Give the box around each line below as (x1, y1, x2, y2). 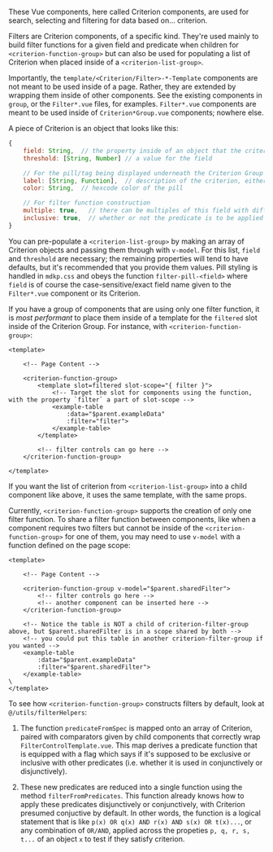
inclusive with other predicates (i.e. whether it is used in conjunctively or (19, 758, 263, 767)
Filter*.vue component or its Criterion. (8, 288, 141, 298)
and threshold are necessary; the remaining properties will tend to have (8, 253, 249, 263)
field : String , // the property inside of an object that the (23, 147, 242, 155)
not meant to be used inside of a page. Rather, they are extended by (8, 81, 236, 91)
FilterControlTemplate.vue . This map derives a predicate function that (19, 740, 258, 750)
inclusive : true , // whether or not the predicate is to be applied (23, 214, 264, 222)
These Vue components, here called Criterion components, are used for (8, 7, 249, 16)
